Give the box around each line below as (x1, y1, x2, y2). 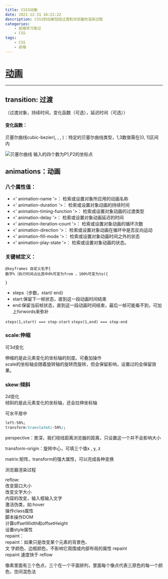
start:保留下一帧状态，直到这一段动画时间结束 (12, 296, 106, 302)
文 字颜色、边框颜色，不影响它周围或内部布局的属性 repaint (5, 545, 127, 551)
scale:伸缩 (5, 332, 31, 339)
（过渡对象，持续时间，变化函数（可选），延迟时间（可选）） (5, 110, 128, 116)
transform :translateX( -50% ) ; (5, 425, 66, 430)
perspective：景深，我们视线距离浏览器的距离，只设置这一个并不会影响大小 (5, 435, 161, 441)
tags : (5, 36, 16, 41)
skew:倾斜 (5, 381, 30, 388)
